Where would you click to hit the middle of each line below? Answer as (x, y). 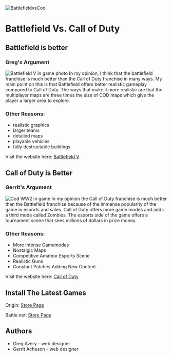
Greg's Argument (27, 62)
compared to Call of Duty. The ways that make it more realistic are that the (84, 89)
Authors (19, 331)
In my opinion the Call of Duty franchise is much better (109, 199)
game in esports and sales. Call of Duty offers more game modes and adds (85, 209)
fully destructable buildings (42, 147)
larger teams (26, 130)
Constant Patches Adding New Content (54, 267)
